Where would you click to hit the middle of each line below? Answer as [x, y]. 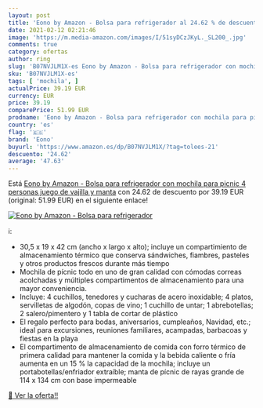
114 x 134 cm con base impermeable [78, 381]
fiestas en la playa [49, 339]
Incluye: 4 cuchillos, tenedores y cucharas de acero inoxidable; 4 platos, [136, 297]
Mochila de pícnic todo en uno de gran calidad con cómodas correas [131, 272]
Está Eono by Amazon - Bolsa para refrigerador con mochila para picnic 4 [127, 184]
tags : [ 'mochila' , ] [43, 81]
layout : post [29, 15]
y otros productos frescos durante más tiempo [94, 264]
